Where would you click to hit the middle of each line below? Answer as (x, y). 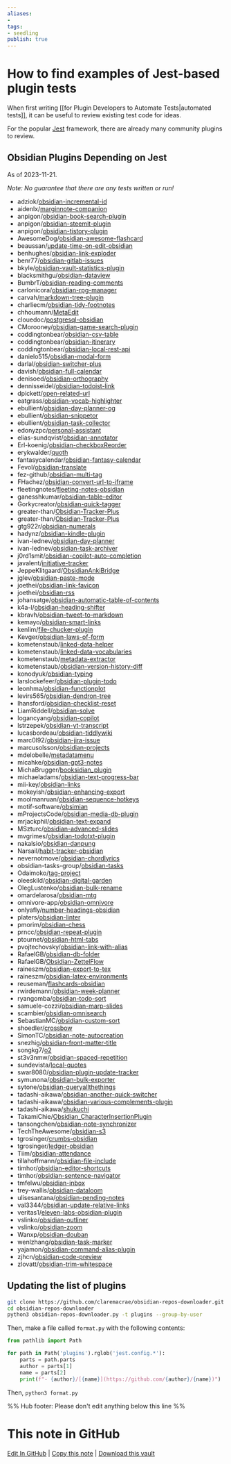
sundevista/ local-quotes (52, 1065)
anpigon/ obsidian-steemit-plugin (64, 224)
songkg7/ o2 (34, 1050)
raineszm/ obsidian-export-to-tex (64, 969)
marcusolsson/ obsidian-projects (63, 747)
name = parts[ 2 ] (43, 1372)
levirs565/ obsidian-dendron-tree (64, 696)
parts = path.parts (48, 1360)
